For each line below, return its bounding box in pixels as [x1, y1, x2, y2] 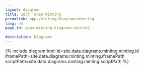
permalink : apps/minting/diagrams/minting [5, 16, 94, 21]
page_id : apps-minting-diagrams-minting [5, 26, 90, 31]
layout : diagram [5, 7, 39, 12]
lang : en [5, 21, 23, 26]
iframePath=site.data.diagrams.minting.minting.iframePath [5, 53, 125, 59]
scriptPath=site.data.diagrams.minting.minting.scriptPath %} [5, 59, 129, 64]
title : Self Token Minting [5, 12, 61, 17]
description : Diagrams [5, 34, 52, 39]
